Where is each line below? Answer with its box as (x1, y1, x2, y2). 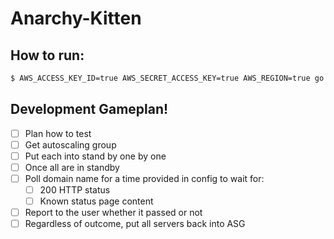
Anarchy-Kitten (10, 7, 142, 30)
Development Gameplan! (10, 101, 169, 118)
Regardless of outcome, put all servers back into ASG (24, 218, 246, 230)
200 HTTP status (39, 184, 111, 196)
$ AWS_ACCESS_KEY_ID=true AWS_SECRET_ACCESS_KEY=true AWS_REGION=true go (10, 73, 325, 83)
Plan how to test (24, 127, 92, 139)
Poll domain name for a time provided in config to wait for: (24, 172, 265, 184)
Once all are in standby (24, 161, 120, 173)
